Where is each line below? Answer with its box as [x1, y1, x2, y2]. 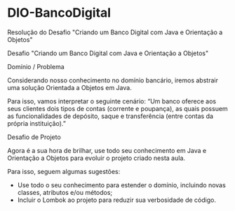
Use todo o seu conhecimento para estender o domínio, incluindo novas [17, 180, 226, 189]
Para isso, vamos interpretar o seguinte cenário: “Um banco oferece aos [7, 96, 216, 105]
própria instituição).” [7, 119, 67, 127]
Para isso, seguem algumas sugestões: [7, 167, 121, 175]
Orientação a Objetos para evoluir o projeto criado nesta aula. [7, 154, 186, 162]
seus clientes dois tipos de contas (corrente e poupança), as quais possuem [7, 104, 228, 112]
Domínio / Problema [7, 62, 65, 71]
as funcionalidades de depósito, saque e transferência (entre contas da [7, 112, 214, 120]
